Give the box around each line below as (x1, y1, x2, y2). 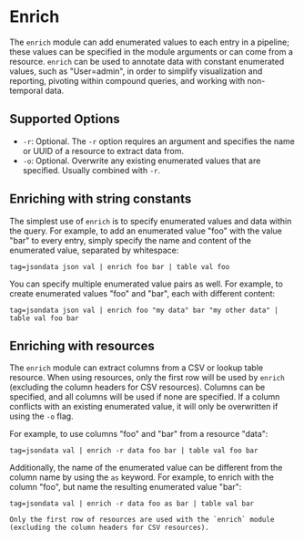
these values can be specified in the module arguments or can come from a (9, 46, 293, 57)
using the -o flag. (9, 411, 75, 421)
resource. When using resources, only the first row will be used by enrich (9, 372, 285, 383)
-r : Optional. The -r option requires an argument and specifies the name (22, 135, 296, 147)
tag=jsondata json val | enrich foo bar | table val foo (9, 262, 230, 271)
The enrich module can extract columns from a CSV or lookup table (9, 362, 264, 373)
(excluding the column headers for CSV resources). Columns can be (9, 381, 266, 393)
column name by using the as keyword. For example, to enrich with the (9, 472, 275, 483)
